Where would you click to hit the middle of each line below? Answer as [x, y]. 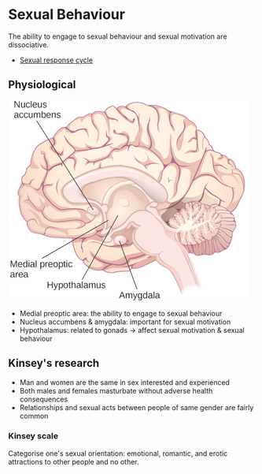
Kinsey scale [33, 436]
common [34, 416]
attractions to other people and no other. [74, 461]
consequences [44, 399]
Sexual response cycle [56, 60]
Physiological [42, 85]
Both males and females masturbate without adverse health [116, 390]
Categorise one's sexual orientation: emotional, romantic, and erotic [118, 453]
